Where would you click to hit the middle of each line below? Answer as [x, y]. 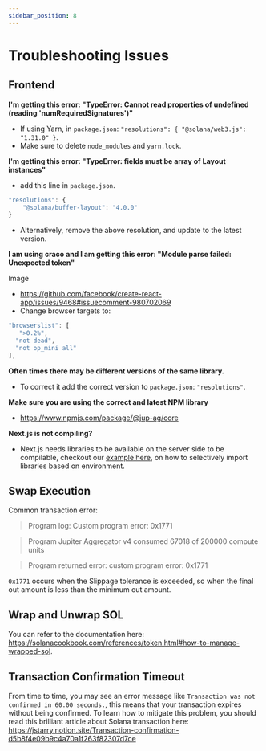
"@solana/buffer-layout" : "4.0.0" [80, 207]
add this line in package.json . [68, 185]
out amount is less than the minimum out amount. [90, 590]
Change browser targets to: [65, 311]
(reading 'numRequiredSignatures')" [71, 112]
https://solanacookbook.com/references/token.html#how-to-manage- [124, 643]
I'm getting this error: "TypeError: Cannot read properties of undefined [129, 104]
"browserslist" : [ [39, 326]
